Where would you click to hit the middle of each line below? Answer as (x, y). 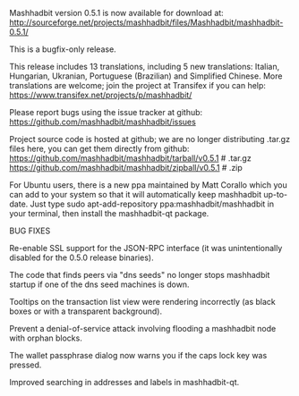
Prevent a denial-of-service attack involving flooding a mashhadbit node (143, 329)
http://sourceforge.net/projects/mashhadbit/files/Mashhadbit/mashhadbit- (146, 22)
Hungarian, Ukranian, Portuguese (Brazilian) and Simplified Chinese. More (146, 76)
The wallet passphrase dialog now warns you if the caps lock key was (138, 355)
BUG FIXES (30, 231)
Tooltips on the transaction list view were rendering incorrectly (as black (142, 302)
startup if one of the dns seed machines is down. (99, 284)
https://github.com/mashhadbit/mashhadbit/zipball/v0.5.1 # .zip (126, 168)
